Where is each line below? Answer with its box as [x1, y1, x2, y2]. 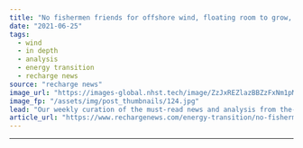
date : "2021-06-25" [9, 22, 83, 30]
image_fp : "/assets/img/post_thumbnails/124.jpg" [9, 96, 200, 106]
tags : [9, 30, 30, 39]
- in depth [17, 47, 59, 56]
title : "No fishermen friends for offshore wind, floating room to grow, [9, 13, 293, 22]
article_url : [9, 113, 59, 122]
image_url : [9, 88, 50, 97]
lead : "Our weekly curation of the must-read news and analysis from [9, 105, 277, 114]
